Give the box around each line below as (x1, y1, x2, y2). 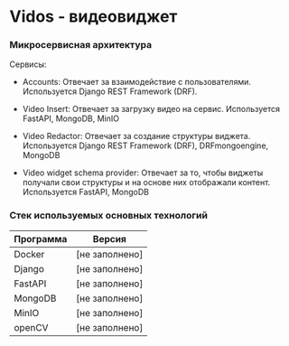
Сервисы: (9, 59, 47, 70)
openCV (14, 321, 49, 333)
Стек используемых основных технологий (9, 210, 208, 222)
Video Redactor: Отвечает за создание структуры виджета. (22, 131, 251, 142)
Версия (92, 232, 126, 245)
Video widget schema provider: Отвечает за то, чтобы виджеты (22, 167, 264, 178)
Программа (14, 232, 68, 245)
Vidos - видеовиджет (9, 6, 178, 27)
